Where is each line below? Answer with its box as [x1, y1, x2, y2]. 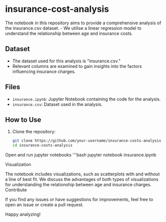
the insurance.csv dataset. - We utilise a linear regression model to [5, 25, 142, 31]
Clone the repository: [12, 129, 56, 135]
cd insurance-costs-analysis [12, 143, 73, 148]
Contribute [5, 187, 27, 193]
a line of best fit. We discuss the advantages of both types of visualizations [5, 176, 159, 182]
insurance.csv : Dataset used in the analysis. [12, 101, 103, 107]
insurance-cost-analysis [5, 3, 109, 15]
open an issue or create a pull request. [5, 202, 84, 208]
